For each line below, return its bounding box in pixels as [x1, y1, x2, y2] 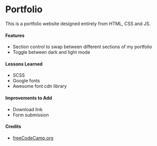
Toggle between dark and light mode [12, 49, 90, 55]
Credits [5, 123, 21, 130]
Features [5, 32, 24, 38]
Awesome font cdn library [12, 83, 67, 89]
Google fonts [12, 78, 40, 84]
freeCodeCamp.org [12, 135, 54, 141]
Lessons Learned [5, 60, 43, 67]
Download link [12, 106, 43, 112]
